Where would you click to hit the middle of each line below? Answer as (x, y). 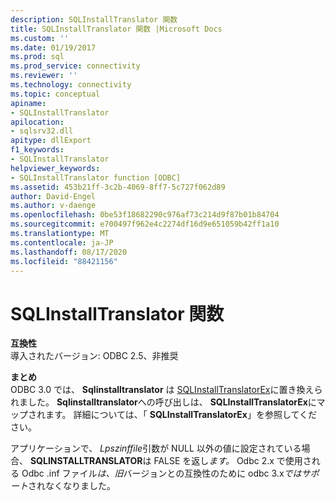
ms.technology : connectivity (71, 85)
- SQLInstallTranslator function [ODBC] (96, 177)
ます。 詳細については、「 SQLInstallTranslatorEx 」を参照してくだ (181, 415)
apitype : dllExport (51, 141)
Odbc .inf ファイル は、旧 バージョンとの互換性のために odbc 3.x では (161, 473)
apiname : (28, 103)
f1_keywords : (37, 150)
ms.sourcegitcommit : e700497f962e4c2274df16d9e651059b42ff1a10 (145, 224)
